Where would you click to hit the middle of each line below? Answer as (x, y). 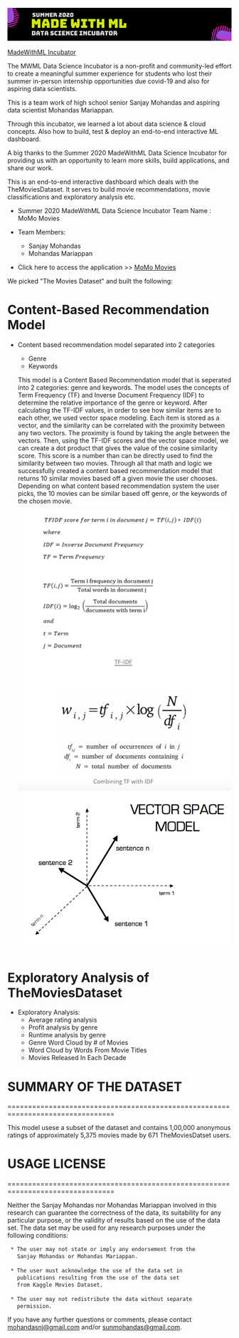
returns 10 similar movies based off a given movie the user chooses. (117, 478)
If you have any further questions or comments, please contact (100, 1319)
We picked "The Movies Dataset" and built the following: (90, 281)
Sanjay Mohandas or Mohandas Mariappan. (78, 1257)
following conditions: (38, 1235)
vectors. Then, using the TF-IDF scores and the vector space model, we (123, 440)
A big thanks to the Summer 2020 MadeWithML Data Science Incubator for (117, 152)
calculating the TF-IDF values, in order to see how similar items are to (119, 410)
